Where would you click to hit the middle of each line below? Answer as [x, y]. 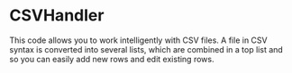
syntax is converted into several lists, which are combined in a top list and [146, 49]
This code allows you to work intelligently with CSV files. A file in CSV [138, 40]
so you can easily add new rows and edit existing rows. [112, 59]
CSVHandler [57, 16]
